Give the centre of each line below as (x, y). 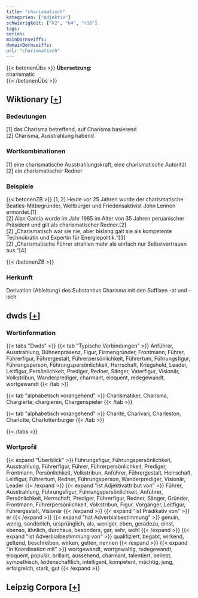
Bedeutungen (26, 116)
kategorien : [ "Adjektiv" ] (38, 17)
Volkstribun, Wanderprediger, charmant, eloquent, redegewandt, (86, 377)
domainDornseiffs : (29, 46)
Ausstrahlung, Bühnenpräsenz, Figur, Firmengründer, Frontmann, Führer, (96, 352)
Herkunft (19, 277)
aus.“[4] (16, 250)
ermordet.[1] (22, 212)
